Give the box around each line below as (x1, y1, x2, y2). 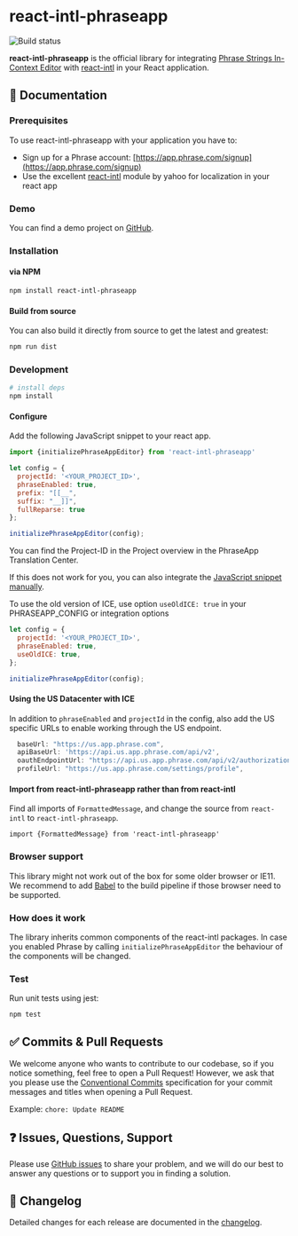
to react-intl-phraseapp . (27, 813, 119, 823)
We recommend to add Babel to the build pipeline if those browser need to (9, 880, 281, 891)
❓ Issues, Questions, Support (9, 1130, 173, 1145)
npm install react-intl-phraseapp (9, 287, 137, 295)
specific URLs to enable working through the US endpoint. (9, 722, 222, 733)
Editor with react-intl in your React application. (39, 62, 210, 73)
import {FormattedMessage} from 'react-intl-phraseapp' (9, 830, 220, 839)
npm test (9, 1010, 42, 1020)
